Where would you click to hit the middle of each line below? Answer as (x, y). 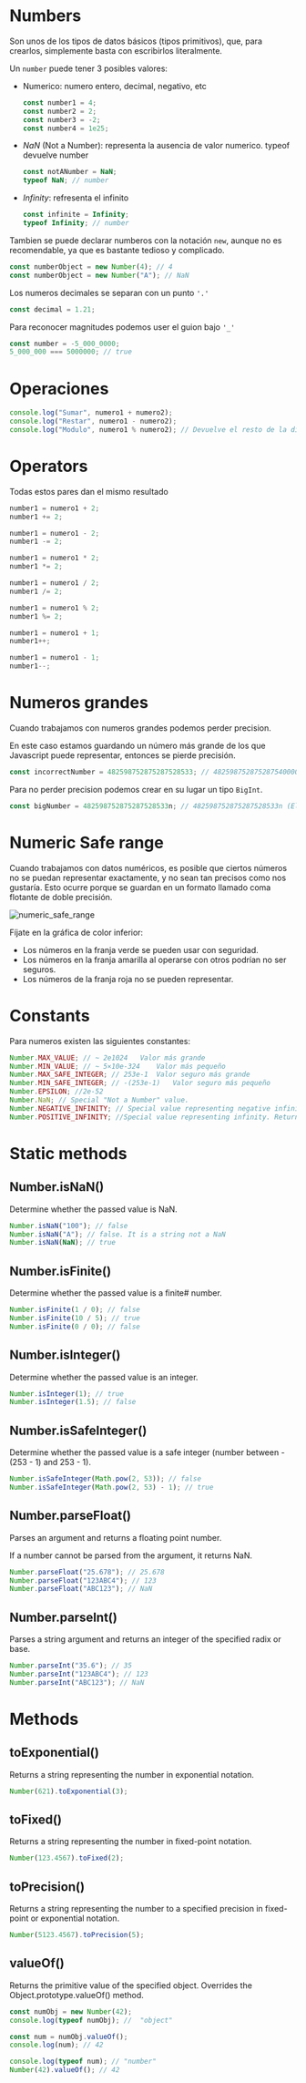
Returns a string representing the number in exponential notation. (132, 1774)
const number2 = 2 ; (60, 111)
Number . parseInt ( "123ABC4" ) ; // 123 (79, 1674)
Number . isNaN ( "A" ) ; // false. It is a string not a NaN (117, 1234)
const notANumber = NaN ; (70, 172)
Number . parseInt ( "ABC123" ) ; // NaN (77, 1682)
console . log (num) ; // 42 (56, 2045)
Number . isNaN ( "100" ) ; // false (69, 1226)
